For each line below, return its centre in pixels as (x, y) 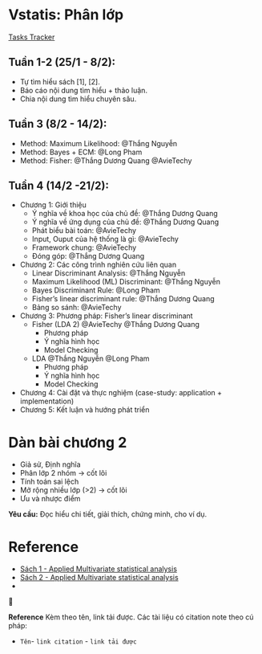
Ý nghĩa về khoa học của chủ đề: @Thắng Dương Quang (125, 214)
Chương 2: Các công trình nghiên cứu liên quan (98, 265)
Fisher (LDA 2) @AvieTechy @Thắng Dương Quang (116, 325)
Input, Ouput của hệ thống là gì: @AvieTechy (105, 239)
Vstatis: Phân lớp (66, 15)
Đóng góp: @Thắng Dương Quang (88, 256)
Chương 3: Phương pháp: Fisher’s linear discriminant (107, 316)
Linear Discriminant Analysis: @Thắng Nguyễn (109, 273)
